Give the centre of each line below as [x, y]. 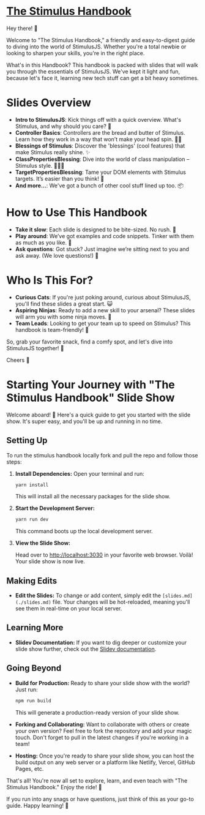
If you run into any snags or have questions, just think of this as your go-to [100, 799]
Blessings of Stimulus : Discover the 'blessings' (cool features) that [100, 146]
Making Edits [32, 581]
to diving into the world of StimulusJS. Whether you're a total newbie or [96, 47]
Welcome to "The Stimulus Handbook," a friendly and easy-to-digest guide [101, 40]
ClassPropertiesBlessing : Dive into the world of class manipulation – [102, 159]
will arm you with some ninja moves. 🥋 [63, 317]
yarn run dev [32, 520]
